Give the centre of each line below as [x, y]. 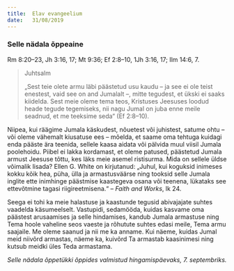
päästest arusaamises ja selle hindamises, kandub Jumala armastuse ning [113, 217]
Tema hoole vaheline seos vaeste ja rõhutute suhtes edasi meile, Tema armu [117, 224]
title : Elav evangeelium [45, 14]
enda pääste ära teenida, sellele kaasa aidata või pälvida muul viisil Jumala [114, 144]
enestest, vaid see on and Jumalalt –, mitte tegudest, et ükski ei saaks [124, 94]
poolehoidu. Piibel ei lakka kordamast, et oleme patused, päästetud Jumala [115, 151]
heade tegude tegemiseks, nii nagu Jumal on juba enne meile [112, 108]
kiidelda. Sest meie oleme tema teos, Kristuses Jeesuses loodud [116, 101]
